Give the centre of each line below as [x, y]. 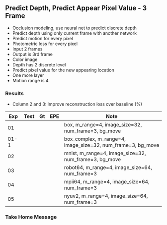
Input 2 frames [27, 49]
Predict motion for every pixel [42, 38]
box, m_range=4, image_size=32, [103, 125]
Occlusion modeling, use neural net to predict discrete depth [74, 28]
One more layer [28, 75]
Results [14, 93]
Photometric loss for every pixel [45, 44]
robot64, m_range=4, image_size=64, [108, 168]
